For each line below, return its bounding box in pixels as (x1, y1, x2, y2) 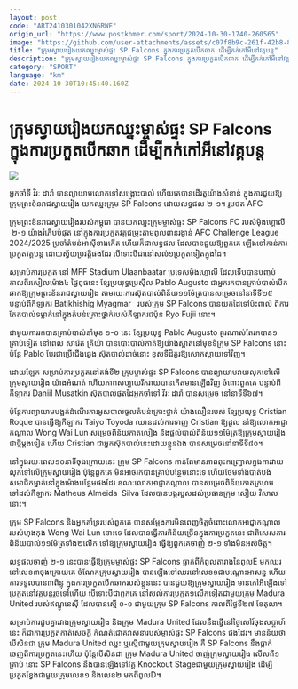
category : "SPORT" (9, 63, 77, 72)
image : (9, 37, 34, 47)
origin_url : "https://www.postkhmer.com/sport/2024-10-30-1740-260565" (9, 29, 279, 38)
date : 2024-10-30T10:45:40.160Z (9, 79, 129, 88)
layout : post (9, 12, 58, 22)
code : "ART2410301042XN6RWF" (9, 21, 117, 30)
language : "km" (9, 71, 66, 80)
